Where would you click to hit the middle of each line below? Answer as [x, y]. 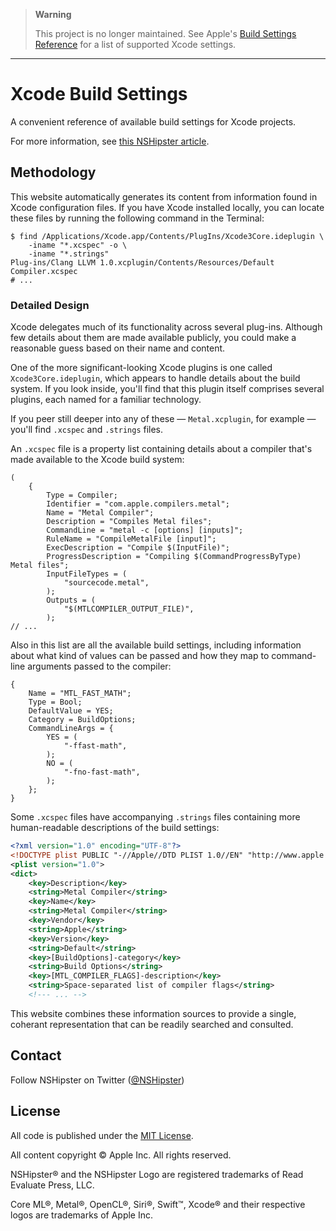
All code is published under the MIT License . [102, 1135]
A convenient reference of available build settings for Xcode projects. [153, 121]
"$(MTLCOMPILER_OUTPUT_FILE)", [129, 609]
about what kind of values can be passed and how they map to [140, 656]
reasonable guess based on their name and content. [118, 348]
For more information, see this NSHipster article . [110, 141]
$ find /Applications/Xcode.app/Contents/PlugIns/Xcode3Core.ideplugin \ [167, 236]
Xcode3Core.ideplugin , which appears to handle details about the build [155, 378]
